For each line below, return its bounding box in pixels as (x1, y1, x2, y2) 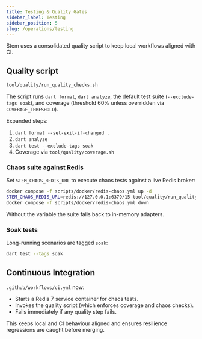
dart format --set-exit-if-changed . (14, 130, 110, 136)
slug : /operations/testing (6, 25, 74, 32)
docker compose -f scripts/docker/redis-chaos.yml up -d (6, 188, 152, 194)
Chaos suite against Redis (6, 163, 84, 172)
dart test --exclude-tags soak (14, 143, 94, 149)
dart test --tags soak (6, 251, 63, 257)
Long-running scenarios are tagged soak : (6, 239, 108, 247)
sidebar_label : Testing (6, 14, 66, 20)
